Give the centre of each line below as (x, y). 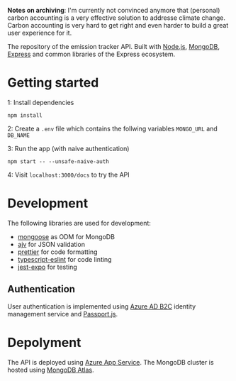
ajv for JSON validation (51, 244)
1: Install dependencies (41, 102)
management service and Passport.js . (63, 314)
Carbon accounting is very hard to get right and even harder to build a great (118, 25)
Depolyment (44, 342)
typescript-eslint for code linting (64, 259)
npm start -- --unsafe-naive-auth (58, 161)
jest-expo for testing (47, 267)
